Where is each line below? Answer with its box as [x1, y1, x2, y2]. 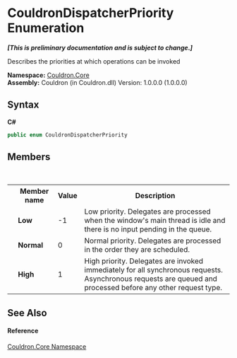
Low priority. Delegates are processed [84, 207, 211, 216]
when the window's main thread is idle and [84, 216, 226, 226]
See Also [7, 306, 47, 319]
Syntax [7, 99, 39, 111]
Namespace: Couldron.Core [7, 71, 90, 79]
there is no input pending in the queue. [84, 224, 212, 234]
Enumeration [7, 20, 85, 36]
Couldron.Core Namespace [7, 342, 87, 351]
